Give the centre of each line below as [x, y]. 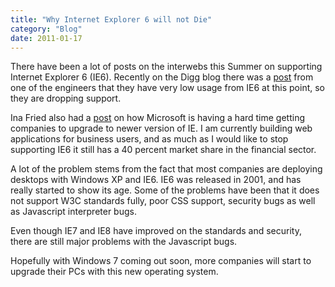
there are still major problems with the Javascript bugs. [124, 242]
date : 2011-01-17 [46, 38]
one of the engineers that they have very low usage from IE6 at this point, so [167, 88]
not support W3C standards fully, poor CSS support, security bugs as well [163, 201]
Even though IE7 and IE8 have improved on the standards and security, [156, 231]
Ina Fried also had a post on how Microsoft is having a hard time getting [158, 118]
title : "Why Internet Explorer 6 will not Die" [111, 19]
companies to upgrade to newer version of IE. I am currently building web [161, 128]
